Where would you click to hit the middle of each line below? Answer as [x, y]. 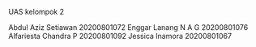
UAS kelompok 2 [36, 12]
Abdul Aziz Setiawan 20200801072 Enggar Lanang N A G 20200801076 [128, 27]
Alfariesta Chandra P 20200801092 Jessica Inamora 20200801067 [120, 36]
